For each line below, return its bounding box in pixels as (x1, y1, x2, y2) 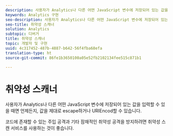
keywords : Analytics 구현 (5, 12, 59, 17)
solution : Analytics (5, 27, 50, 32)
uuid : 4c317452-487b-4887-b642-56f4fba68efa (5, 46, 102, 51)
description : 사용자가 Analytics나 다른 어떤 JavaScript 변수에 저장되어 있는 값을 (5, 7, 168, 13)
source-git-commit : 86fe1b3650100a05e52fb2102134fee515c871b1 (5, 55, 142, 61)
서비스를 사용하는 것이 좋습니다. (10, 125, 74, 131)
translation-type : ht (5, 50, 52, 55)
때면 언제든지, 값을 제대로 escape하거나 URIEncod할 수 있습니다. (10, 108, 142, 114)
